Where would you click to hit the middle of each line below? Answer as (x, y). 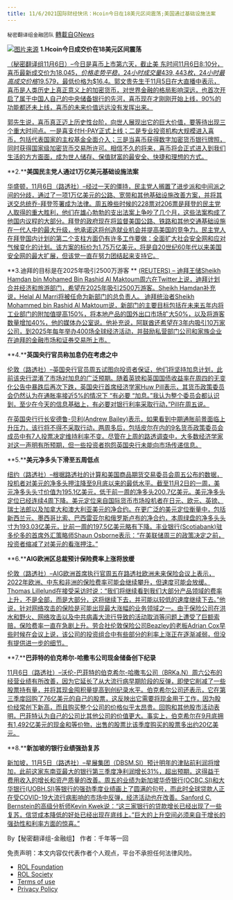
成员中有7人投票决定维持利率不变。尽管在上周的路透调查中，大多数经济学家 (115, 436)
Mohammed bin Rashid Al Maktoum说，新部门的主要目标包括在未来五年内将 (115, 305)
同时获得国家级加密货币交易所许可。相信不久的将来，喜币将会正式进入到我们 (116, 148)
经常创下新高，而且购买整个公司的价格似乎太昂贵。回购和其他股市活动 (113, 707)
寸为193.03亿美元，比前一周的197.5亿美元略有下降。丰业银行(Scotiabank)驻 (115, 526)
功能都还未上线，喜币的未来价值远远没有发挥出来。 (80, 107)
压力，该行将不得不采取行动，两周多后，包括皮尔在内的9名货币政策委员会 (118, 427)
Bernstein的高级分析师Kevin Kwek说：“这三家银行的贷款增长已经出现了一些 (114, 806)
